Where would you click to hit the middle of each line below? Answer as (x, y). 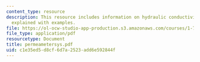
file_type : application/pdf (41, 34)
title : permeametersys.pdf (40, 45)
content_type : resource (36, 12)
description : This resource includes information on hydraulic (86, 17)
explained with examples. (44, 22)
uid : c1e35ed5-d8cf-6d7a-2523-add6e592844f (61, 50)
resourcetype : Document (36, 39)
